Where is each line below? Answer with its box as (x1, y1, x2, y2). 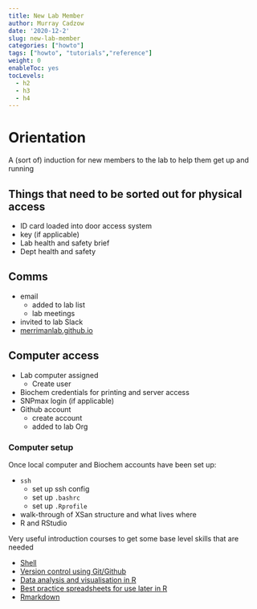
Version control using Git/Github (19, 566, 127, 576)
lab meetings (31, 308, 75, 318)
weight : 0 (8, 57, 42, 65)
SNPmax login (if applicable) (19, 396, 115, 405)
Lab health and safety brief (19, 238, 110, 248)
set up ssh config (31, 483, 90, 493)
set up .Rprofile (31, 500, 88, 511)
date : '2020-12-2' (8, 27, 70, 35)
